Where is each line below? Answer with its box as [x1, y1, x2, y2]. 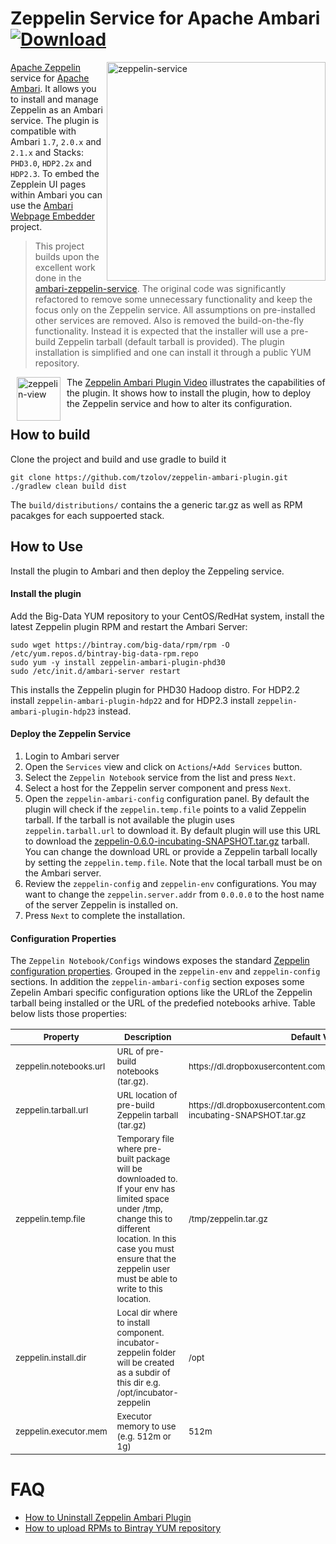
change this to [116, 1213, 173, 1225]
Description [124, 1032, 172, 1043]
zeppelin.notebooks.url [15, 1061, 106, 1072]
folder [152, 1347, 177, 1359]
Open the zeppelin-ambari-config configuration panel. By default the [24, 792, 310, 804]
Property [43, 1032, 80, 1043]
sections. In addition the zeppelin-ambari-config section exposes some [10, 976, 305, 988]
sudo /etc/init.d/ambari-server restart [10, 666, 182, 676]
